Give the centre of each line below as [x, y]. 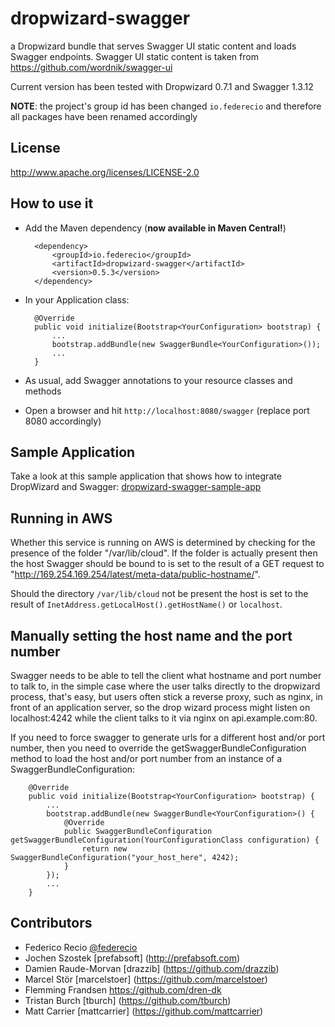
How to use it [52, 203]
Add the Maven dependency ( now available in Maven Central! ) [155, 228]
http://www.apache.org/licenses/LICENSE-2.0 [105, 172]
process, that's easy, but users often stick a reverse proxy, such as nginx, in [166, 696]
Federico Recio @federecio [81, 947]
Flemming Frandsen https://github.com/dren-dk [123, 989]
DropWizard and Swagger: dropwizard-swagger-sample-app [136, 487]
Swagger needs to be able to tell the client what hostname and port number [166, 675]
